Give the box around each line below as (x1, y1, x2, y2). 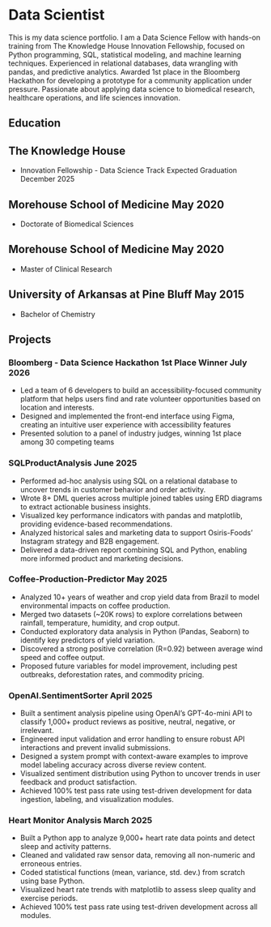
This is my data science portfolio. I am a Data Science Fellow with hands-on (8, 32, 260, 42)
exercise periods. (19, 894, 78, 903)
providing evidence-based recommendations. (19, 519, 172, 529)
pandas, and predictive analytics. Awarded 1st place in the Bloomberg (8, 67, 240, 76)
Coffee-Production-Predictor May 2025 (8, 573, 167, 585)
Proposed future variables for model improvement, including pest (19, 661, 238, 671)
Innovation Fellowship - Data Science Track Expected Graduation (19, 165, 237, 175)
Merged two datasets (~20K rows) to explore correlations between (19, 609, 243, 619)
